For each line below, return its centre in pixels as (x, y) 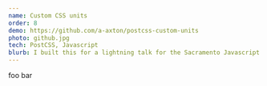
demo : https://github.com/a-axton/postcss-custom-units (103, 30)
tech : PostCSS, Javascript (53, 45)
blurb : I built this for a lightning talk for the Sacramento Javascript (134, 53)
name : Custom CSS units (48, 16)
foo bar (20, 75)
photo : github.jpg (39, 38)
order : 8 (23, 23)
